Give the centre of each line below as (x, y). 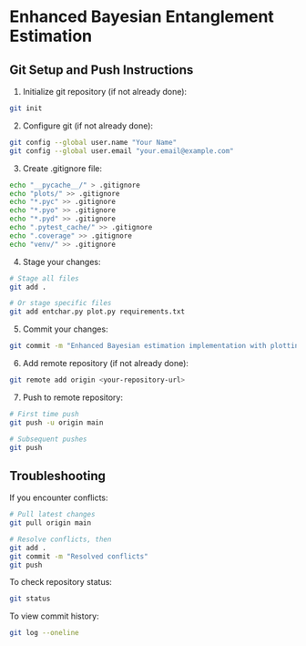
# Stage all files (44, 278)
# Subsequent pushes (49, 439)
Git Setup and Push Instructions (102, 70)
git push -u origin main (56, 422)
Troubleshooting (58, 476)
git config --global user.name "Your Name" (93, 142)
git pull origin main (51, 523)
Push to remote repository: (72, 397)
